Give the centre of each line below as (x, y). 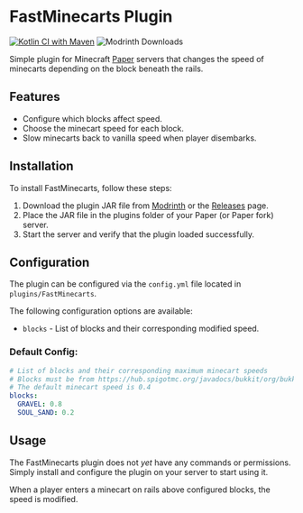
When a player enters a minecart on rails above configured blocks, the (140, 490)
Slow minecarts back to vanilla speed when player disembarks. (139, 138)
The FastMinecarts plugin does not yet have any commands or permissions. (150, 463)
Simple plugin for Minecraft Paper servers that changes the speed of (137, 59)
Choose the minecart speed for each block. (103, 128)
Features (35, 97)
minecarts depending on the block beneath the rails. (106, 69)
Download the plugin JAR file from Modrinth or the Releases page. (145, 206)
